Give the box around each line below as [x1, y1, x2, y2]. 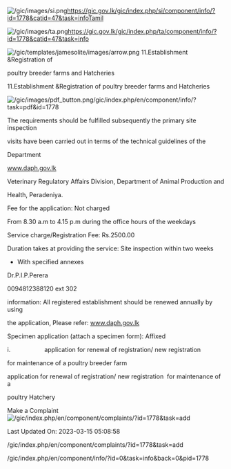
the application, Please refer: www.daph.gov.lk [7, 319, 140, 327]
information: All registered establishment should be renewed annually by [7, 298, 213, 306]
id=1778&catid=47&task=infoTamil [7, 14, 104, 22]
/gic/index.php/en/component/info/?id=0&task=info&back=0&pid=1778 [7, 454, 209, 462]
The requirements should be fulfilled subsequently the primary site [7, 116, 197, 125]
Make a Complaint [7, 407, 59, 414]
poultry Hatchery [7, 393, 56, 401]
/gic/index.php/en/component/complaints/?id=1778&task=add [7, 441, 184, 449]
